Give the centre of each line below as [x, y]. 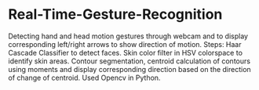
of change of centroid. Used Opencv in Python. [84, 77]
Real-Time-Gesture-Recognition [115, 14]
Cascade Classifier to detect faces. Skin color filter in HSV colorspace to [126, 52]
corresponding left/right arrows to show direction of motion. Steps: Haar [125, 44]
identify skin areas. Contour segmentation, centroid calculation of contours [129, 61]
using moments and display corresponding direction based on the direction [129, 69]
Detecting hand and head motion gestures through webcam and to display [128, 36]
